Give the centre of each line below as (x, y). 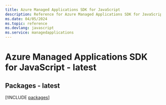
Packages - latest (33, 86)
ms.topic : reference (26, 23)
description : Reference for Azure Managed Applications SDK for (73, 14)
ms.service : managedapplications (40, 33)
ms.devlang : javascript (30, 28)
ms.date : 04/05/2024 (26, 19)
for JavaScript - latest (51, 68)
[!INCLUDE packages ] (27, 97)
